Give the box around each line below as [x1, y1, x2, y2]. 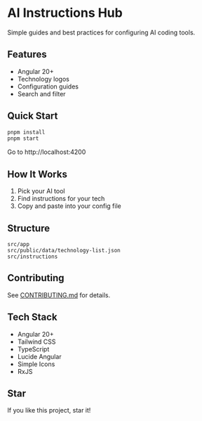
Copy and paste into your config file [17, 202, 121, 210]
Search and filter [17, 89, 66, 98]
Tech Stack [7, 311, 58, 323]
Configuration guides [17, 82, 79, 91]
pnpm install [7, 129, 46, 136]
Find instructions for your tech [17, 195, 105, 203]
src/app [7, 240, 30, 247]
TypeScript [17, 344, 50, 353]
